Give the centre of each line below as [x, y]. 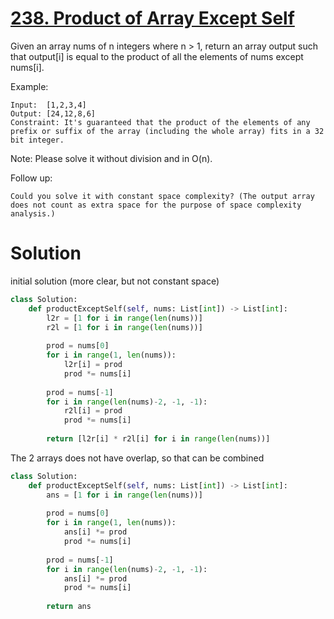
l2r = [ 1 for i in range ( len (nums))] [124, 318]
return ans [69, 607]
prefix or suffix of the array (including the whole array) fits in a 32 [167, 131]
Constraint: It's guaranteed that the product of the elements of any [160, 122]
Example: [29, 86]
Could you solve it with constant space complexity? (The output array [162, 196]
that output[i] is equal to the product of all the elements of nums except [157, 56]
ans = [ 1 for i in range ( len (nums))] [124, 495]
